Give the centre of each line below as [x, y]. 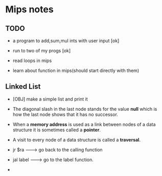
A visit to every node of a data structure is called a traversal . [77, 140]
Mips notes [29, 9]
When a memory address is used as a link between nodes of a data [84, 124]
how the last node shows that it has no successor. [65, 114]
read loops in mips [32, 61]
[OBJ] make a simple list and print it [50, 99]
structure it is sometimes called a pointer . [57, 130]
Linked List [23, 86]
